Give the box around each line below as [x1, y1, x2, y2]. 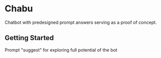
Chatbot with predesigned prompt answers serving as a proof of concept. [5, 19, 157, 25]
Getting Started [5, 34, 54, 42]
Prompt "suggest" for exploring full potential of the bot [5, 47, 117, 53]
